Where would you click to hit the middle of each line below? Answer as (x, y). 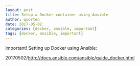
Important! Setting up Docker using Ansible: (51, 48)
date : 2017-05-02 (24, 24)
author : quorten (22, 19)
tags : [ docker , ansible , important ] (44, 34)
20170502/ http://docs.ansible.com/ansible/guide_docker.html (70, 58)
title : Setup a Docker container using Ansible (57, 15)
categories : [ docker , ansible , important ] (51, 29)
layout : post (19, 10)
